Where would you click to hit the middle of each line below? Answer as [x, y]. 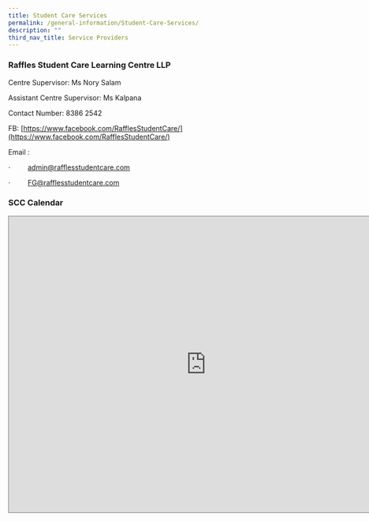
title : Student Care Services [58, 15]
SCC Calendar [36, 203]
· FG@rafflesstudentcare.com [64, 182]
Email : [19, 152]
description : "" [35, 30]
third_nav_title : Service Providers [68, 37]
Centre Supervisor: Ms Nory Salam [65, 82]
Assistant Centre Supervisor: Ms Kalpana [75, 97]
